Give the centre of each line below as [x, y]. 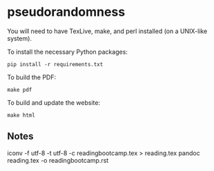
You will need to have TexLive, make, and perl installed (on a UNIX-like [107, 31]
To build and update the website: [54, 102]
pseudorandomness [66, 12]
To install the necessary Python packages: [67, 52]
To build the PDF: [32, 77]
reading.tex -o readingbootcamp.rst [58, 160]
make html [21, 115]
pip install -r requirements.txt [55, 64]
